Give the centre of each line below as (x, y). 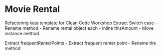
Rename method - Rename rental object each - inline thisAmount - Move (79, 28)
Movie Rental (32, 9)
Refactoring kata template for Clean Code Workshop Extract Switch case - (81, 23)
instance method (22, 33)
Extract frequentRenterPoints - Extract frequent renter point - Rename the (81, 43)
